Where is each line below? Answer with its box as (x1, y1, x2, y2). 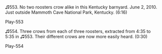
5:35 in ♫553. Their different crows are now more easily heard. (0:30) (5, 34, 148, 39)
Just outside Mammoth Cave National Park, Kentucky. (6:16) (5, 9, 127, 15)
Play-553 (5, 19, 24, 25)
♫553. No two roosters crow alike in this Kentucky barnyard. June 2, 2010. (5, 4, 158, 10)
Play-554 (5, 43, 24, 49)
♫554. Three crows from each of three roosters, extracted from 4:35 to (5, 28, 151, 34)
